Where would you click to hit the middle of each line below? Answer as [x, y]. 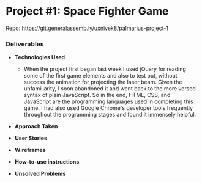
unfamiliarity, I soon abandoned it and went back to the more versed [110, 89]
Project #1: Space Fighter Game [87, 11]
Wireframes [30, 150]
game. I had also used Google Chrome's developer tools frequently [108, 108]
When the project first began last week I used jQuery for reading [105, 69]
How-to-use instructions [47, 162]
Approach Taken [36, 126]
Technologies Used [40, 57]
